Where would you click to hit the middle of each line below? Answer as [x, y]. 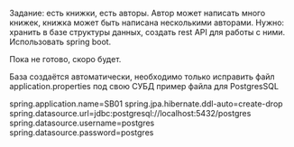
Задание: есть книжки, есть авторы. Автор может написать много [138, 13]
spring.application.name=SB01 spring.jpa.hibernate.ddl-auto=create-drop [146, 104]
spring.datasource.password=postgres [82, 133]
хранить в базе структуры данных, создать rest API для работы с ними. [147, 32]
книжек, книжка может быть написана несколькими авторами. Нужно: [147, 23]
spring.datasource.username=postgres [82, 123]
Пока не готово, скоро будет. [65, 59]
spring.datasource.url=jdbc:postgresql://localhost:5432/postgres [130, 113]
